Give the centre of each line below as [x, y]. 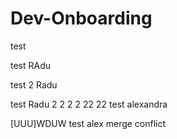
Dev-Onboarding [81, 18]
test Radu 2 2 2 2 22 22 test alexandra [89, 104]
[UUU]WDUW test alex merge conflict [88, 123]
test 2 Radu [34, 84]
